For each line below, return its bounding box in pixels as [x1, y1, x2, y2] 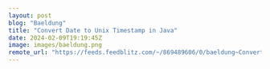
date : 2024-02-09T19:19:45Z [8, 33, 103, 42]
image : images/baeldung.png [8, 41, 103, 49]
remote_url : [8, 48, 48, 56]
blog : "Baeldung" [8, 19, 67, 27]
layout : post [8, 11, 52, 20]
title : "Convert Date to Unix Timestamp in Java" [8, 26, 178, 34]
